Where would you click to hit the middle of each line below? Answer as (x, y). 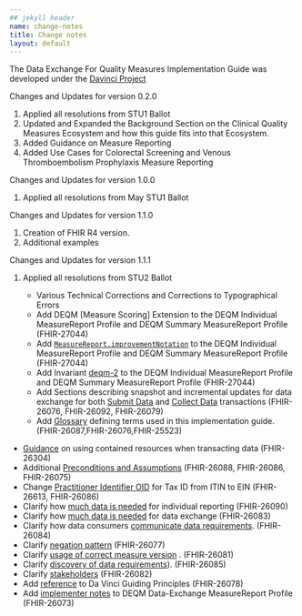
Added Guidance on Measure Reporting (97, 143)
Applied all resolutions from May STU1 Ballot (106, 197)
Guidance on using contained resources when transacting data (141, 449)
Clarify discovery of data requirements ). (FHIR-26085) (124, 564)
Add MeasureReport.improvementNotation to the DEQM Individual (156, 344)
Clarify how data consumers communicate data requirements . (138, 526)
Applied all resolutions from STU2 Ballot (97, 278)
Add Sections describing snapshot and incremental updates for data (164, 392)
